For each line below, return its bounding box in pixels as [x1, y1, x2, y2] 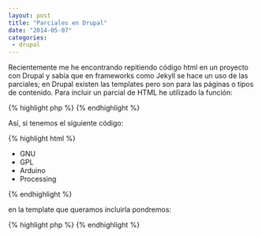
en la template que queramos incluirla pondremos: [8, 205, 172, 214]
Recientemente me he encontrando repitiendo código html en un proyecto [8, 62, 249, 72]
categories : [8, 33, 47, 42]
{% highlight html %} [8, 134, 77, 143]
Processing [19, 175, 57, 184]
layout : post [8, 11, 51, 20]
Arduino [19, 166, 46, 175]
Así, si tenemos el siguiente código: [8, 118, 124, 128]
